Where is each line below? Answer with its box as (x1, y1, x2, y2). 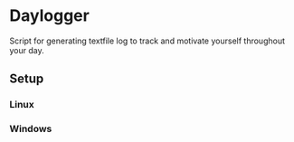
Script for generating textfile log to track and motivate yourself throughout (9, 35, 286, 46)
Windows (9, 123, 52, 136)
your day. (9, 44, 44, 55)
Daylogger (9, 5, 90, 26)
